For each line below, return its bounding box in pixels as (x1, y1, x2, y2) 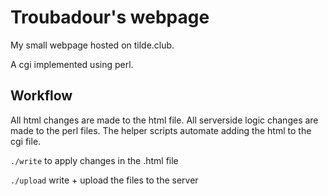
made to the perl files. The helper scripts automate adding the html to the (10, 124, 312, 136)
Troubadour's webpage (10, 6, 210, 29)
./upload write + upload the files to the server (10, 174, 199, 186)
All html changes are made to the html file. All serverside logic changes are (10, 114, 319, 126)
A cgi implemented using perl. (10, 58, 134, 70)
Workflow (10, 87, 73, 105)
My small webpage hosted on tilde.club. (10, 39, 175, 51)
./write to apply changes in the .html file (10, 154, 179, 166)
